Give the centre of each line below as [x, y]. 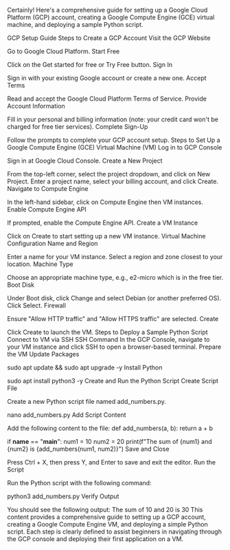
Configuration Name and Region [53, 243]
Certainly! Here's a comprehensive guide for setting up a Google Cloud [107, 10]
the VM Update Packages [43, 354]
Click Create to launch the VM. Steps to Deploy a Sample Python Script [107, 332]
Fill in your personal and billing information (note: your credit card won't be [113, 119]
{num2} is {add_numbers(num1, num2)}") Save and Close [88, 449]
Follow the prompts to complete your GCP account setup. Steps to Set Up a [114, 140]
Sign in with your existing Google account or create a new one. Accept [107, 78]
